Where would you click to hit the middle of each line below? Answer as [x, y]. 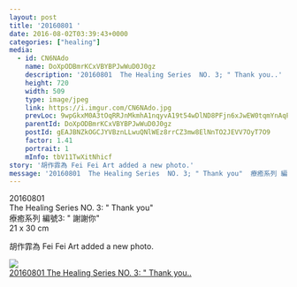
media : [21, 50]
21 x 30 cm [29, 228]
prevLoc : [41, 116]
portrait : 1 [47, 148]
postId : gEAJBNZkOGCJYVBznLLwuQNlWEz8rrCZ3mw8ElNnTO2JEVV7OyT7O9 [148, 132]
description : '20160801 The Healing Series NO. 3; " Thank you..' [154, 75]
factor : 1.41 [49, 140]
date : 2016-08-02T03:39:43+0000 [69, 34]
